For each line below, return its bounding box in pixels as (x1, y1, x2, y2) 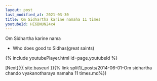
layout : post (5, 7, 33, 13)
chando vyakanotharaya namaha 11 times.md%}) (5, 70, 107, 76)
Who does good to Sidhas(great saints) (12, 45, 95, 51)
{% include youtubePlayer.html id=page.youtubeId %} (5, 55, 118, 61)
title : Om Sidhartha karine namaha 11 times (5, 17, 101, 22)
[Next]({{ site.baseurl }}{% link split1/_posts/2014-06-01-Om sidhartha (5, 65, 152, 71)
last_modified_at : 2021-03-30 (5, 12, 69, 17)
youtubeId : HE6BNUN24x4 (5, 21, 56, 27)
